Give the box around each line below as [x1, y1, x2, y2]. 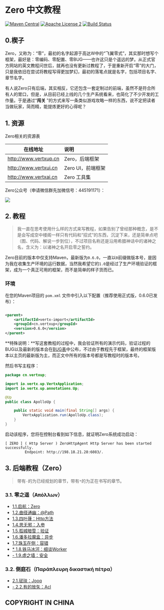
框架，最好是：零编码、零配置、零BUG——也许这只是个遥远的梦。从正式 [5, 56, 151, 62]
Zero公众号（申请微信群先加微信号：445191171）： [5, 187, 105, 193]
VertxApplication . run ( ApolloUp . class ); [22, 413, 104, 418]
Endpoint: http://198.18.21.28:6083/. [24, 450, 104, 454]
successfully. [5, 445, 34, 450]
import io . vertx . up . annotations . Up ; [5, 386, 80, 391]
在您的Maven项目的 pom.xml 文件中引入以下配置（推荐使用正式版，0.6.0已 [5, 292, 154, 298]
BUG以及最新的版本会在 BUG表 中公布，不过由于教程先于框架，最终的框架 [5, 346, 152, 352]
